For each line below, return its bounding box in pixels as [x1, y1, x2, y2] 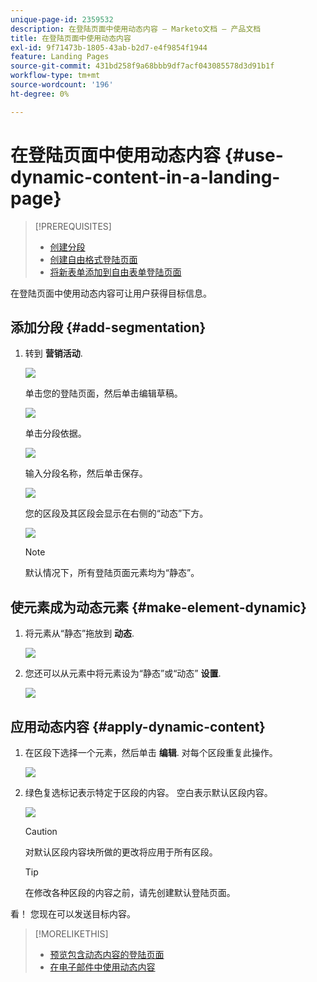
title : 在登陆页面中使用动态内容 [10, 33, 132, 43]
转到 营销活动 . [24, 347, 83, 360]
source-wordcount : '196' [10, 80, 114, 90]
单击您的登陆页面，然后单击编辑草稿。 [24, 387, 183, 400]
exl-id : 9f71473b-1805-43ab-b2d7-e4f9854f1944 [10, 42, 208, 53]
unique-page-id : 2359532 [10, 14, 114, 25]
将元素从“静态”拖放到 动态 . [24, 627, 135, 640]
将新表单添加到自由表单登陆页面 [49, 266, 182, 278]
